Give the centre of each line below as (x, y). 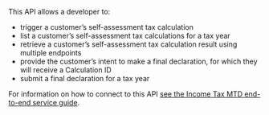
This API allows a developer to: (59, 12)
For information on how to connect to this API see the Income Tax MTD (126, 94)
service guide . (56, 103)
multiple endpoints (51, 53)
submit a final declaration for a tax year (85, 78)
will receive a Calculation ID (66, 70)
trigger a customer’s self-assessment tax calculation (107, 27)
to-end (20, 103)
